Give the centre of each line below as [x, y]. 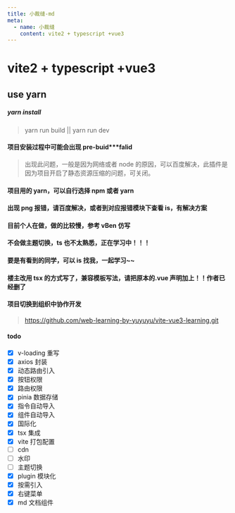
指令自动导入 [36, 406]
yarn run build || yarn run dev [67, 130]
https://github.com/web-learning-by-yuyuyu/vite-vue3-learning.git [122, 320]
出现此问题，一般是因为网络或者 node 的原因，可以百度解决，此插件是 [126, 164]
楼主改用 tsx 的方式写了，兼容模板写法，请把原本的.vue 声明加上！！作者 [113, 278]
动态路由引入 [36, 370]
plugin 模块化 [37, 476]
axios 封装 [32, 362]
